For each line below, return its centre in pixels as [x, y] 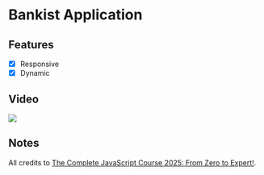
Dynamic [35, 73]
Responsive [39, 64]
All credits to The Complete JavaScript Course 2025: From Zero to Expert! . [132, 162]
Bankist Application [75, 15]
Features [31, 45]
